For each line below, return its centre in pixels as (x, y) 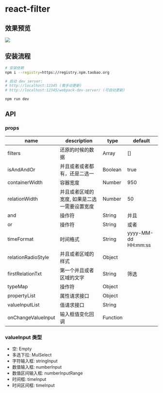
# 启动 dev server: (24, 81)
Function (113, 318)
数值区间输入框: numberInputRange (48, 373)
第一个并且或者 (77, 270)
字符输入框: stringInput (35, 361)
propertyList (21, 296)
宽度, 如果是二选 (78, 199)
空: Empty (22, 349)
